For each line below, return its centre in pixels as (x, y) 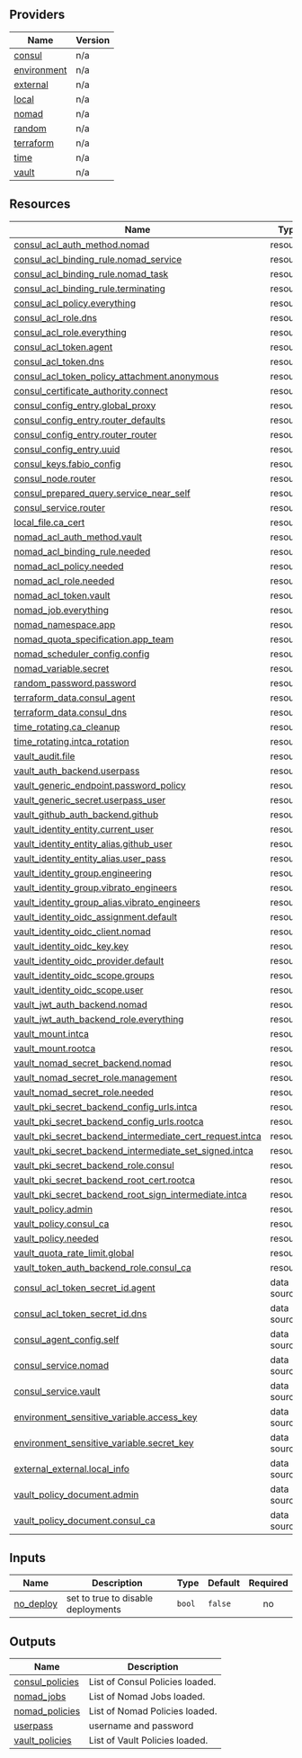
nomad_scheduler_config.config (82, 654)
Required (268, 1584)
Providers (37, 15)
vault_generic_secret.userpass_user (90, 799)
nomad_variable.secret (62, 668)
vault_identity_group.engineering (83, 873)
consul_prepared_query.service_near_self (102, 493)
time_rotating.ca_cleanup (67, 727)
